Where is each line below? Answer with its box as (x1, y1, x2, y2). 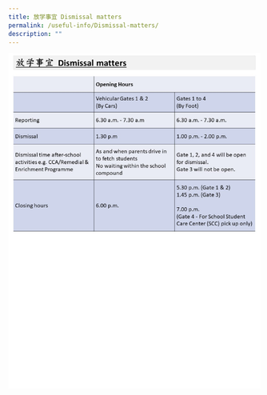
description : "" (8, 30, 62, 38)
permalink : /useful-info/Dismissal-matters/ (8, 21, 159, 30)
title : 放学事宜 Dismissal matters (8, 13, 122, 21)
